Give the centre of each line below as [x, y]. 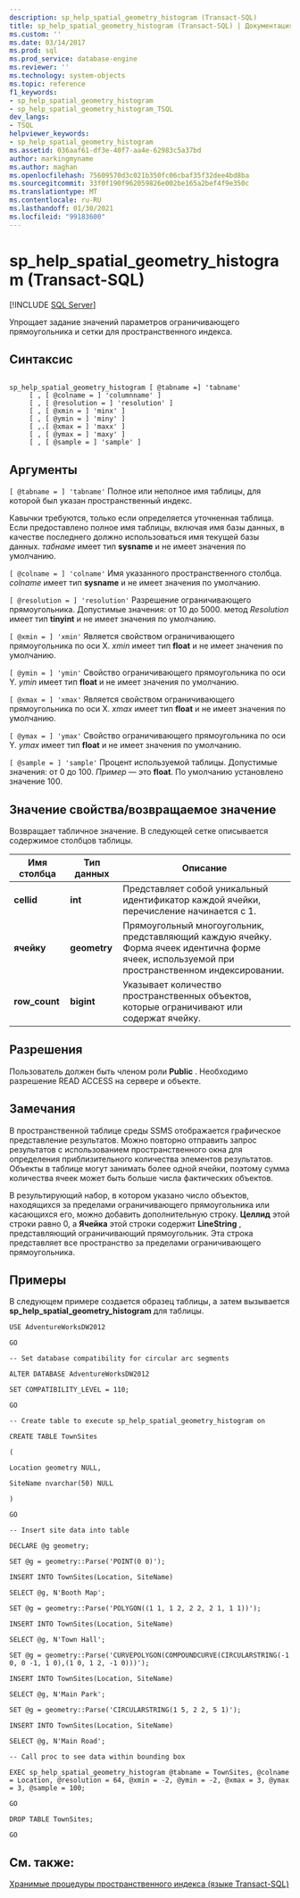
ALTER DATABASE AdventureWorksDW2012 [79, 1374]
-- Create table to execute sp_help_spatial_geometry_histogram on [137, 1421]
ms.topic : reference [48, 84]
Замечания [42, 1109]
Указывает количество [172, 985]
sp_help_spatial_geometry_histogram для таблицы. [107, 1311]
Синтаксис [41, 359]
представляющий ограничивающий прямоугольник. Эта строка [131, 1233]
